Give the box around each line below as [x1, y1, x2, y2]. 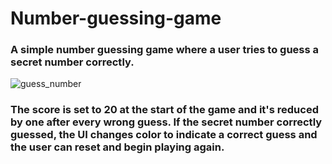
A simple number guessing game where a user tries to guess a [10, 43, 320, 57]
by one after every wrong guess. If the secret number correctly [10, 115, 323, 129]
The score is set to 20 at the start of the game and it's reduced [10, 103, 319, 117]
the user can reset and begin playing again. [10, 140, 225, 154]
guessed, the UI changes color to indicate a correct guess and [10, 128, 318, 142]
